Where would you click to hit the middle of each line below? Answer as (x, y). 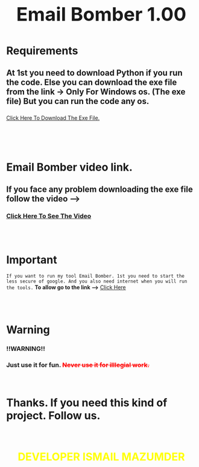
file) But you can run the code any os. (78, 101)
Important (32, 260)
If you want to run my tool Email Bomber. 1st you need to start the (96, 276)
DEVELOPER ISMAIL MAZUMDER (101, 456)
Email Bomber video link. (69, 167)
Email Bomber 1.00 (101, 14)
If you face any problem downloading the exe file (99, 189)
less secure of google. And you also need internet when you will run (97, 282)
